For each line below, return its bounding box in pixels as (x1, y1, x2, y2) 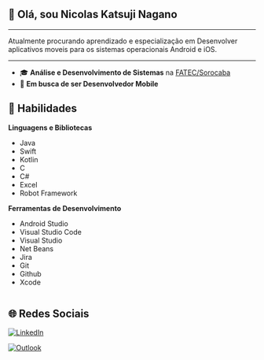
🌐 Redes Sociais (8, 307, 90, 321)
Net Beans (19, 243, 54, 253)
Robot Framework (19, 188, 78, 198)
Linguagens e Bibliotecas (8, 123, 93, 132)
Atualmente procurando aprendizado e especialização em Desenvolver (8, 36, 238, 46)
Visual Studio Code (19, 227, 82, 236)
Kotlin (19, 154, 38, 164)
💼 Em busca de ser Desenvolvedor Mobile (19, 79, 159, 88)
